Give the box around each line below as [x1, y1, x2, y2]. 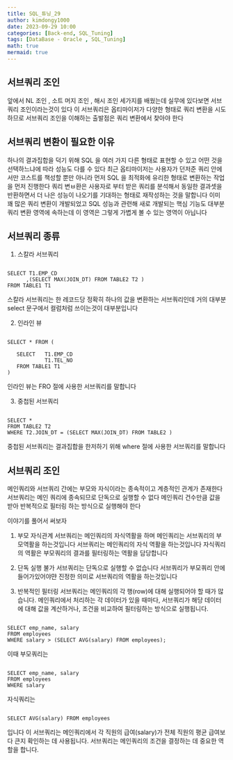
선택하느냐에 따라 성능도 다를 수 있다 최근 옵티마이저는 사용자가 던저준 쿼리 [7, 164, 210, 173]
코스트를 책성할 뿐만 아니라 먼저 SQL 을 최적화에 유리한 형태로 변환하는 [19, 173, 212, 182]
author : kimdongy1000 [7, 17, 70, 24]
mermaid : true [7, 49, 49, 56]
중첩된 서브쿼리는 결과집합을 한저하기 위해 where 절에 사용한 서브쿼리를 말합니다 [7, 443, 226, 451]
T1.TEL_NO [44, 357, 73, 364]
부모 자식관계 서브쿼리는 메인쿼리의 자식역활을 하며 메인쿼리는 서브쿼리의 [17, 532, 215, 540]
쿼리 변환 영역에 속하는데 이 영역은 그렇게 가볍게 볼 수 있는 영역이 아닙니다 [7, 208, 207, 216]
